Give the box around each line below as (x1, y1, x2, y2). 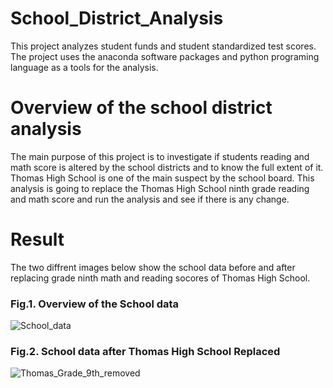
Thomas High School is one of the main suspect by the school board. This (10, 172, 315, 184)
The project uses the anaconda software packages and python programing (10, 50, 320, 62)
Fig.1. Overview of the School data (10, 297, 180, 311)
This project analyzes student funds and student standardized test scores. (10, 40, 317, 52)
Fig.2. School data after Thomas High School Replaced (10, 345, 281, 359)
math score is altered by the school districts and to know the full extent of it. (10, 161, 324, 173)
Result (10, 228, 65, 251)
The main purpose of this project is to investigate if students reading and (10, 150, 310, 162)
